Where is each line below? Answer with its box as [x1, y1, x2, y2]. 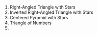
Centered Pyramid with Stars [9, 15, 68, 20]
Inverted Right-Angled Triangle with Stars [9, 9, 94, 15]
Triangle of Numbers [9, 20, 52, 26]
